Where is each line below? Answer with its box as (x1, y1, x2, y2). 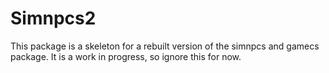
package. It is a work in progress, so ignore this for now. (10, 50, 242, 62)
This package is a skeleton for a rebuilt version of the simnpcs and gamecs (10, 40, 320, 52)
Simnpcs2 (10, 7, 97, 30)
